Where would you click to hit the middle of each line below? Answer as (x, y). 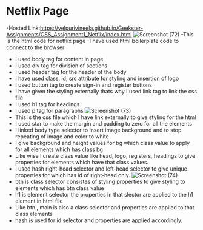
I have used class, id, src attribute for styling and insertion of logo (97, 78)
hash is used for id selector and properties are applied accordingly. (99, 220)
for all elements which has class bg (59, 149)
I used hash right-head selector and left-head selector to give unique (101, 169)
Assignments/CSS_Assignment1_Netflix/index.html (69, 34)
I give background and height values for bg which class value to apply (102, 143)
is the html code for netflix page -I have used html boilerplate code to (93, 41)
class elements (34, 214)
